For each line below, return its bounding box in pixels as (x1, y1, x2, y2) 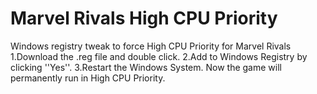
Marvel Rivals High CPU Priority (10, 7, 278, 30)
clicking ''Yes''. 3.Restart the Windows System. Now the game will (10, 61, 282, 73)
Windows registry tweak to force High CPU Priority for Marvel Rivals (10, 40, 292, 52)
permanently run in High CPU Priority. (10, 72, 166, 84)
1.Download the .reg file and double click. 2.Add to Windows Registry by (10, 50, 308, 62)
